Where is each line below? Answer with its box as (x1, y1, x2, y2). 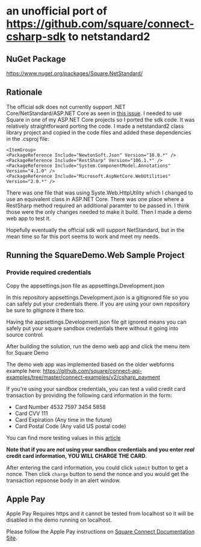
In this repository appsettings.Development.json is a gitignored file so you (6, 293, 189, 301)
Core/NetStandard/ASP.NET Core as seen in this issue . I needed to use (6, 110, 182, 117)
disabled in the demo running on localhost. (6, 516, 113, 524)
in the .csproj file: (6, 135, 49, 142)
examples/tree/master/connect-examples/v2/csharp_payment (6, 374, 161, 381)
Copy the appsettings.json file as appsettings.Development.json (6, 282, 164, 289)
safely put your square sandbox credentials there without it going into (6, 324, 179, 332)
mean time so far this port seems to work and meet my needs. (6, 233, 161, 240)
